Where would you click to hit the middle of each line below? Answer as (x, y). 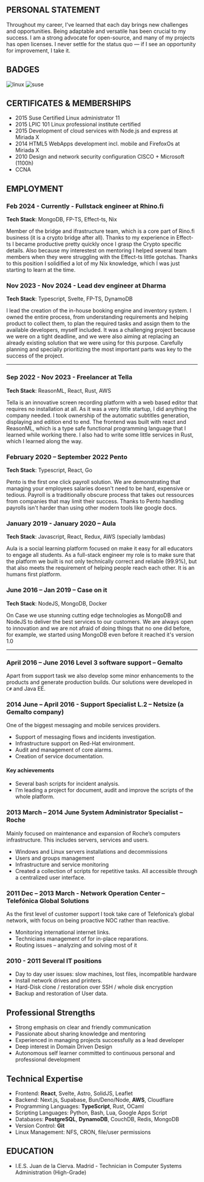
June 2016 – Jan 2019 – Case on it (57, 590)
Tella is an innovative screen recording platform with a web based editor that (102, 402)
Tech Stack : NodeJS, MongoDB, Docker (57, 603)
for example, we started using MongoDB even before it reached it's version (100, 634)
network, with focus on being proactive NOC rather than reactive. (88, 920)
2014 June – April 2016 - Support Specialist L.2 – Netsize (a (95, 704)
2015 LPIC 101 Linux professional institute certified (78, 125)
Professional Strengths (51, 1013)
